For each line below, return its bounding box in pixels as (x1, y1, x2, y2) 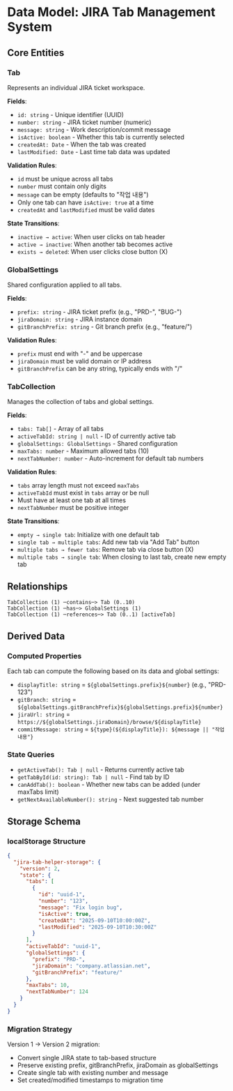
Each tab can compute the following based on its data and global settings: (7, 667, 220, 675)
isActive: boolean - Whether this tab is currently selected (17, 133, 184, 141)
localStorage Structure (7, 836, 86, 846)
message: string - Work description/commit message (17, 125, 171, 133)
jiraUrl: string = (17, 709, 71, 718)
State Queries (7, 749, 55, 759)
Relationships (7, 580, 68, 592)
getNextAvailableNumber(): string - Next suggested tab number (17, 795, 204, 804)
